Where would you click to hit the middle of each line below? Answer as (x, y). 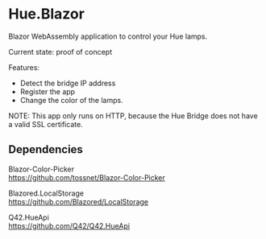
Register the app (47, 91)
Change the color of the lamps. (71, 100)
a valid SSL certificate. (46, 124)
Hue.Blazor (46, 14)
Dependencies (46, 150)
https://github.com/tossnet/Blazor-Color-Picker (87, 177)
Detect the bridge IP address (68, 83)
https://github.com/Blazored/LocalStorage (79, 201)
